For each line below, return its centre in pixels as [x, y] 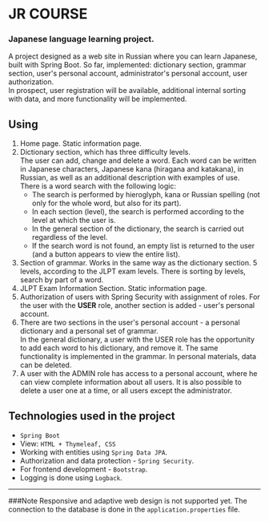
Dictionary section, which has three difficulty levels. [105, 152]
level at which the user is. [74, 221]
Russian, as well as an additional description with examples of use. [130, 178]
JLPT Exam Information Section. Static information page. [113, 289]
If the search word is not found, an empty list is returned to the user [143, 246]
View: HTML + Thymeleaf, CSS [68, 444]
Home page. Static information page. [81, 144]
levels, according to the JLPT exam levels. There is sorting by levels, [132, 271]
